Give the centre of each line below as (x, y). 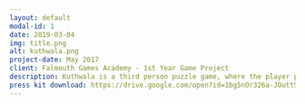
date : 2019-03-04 (42, 34)
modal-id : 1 (32, 26)
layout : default (40, 18)
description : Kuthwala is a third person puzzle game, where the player (150, 77)
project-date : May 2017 (54, 60)
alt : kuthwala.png (44, 52)
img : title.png (38, 43)
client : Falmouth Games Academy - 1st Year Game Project (119, 69)
